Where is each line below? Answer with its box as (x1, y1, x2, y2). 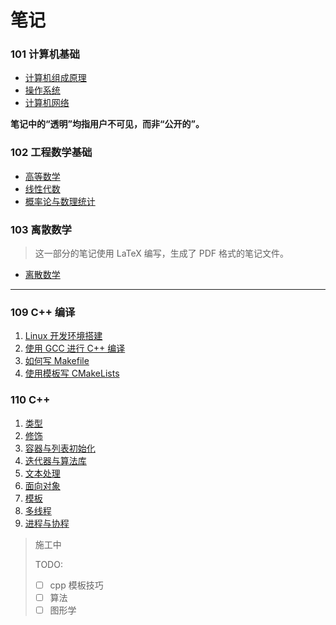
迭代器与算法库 (24, 454, 87, 466)
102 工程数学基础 (10, 146, 93, 160)
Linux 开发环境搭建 (24, 330, 103, 342)
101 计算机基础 (10, 47, 80, 61)
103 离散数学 (10, 222, 72, 236)
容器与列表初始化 (24, 442, 96, 454)
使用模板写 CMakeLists (24, 367, 120, 380)
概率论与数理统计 (24, 195, 96, 207)
